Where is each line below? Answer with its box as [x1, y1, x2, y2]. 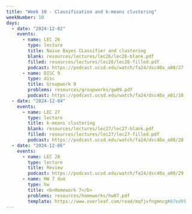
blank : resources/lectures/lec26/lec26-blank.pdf [28, 53, 154, 59]
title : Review [28, 165, 63, 171]
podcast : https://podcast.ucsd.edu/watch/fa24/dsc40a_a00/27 [28, 64, 184, 71]
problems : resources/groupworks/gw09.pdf [28, 87, 133, 93]
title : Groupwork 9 [28, 82, 77, 88]
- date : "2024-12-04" [11, 98, 66, 104]
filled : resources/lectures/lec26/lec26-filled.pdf [28, 59, 160, 65]
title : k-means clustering [28, 120, 95, 126]
